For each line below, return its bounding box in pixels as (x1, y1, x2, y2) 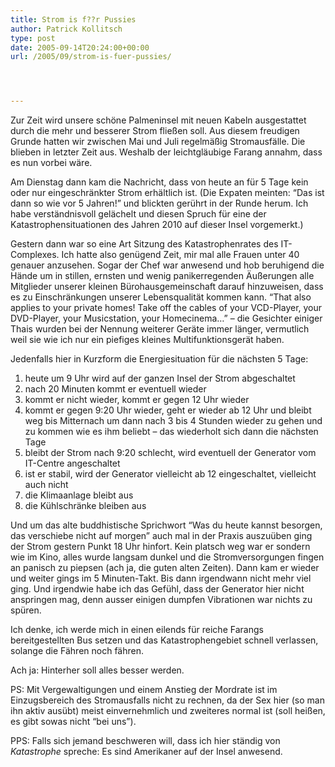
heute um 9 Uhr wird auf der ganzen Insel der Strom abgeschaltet (24, 372, 296, 385)
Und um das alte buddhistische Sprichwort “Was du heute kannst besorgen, (10, 519, 323, 531)
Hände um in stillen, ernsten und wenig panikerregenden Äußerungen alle (10, 270, 315, 282)
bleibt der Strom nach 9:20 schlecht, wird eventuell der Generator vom (24, 447, 317, 459)
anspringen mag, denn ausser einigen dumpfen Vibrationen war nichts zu (10, 594, 313, 606)
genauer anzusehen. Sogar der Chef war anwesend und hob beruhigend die (10, 259, 325, 271)
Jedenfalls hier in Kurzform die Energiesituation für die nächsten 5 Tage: (10, 353, 309, 365)
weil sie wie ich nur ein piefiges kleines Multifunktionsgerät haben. (10, 334, 285, 346)
